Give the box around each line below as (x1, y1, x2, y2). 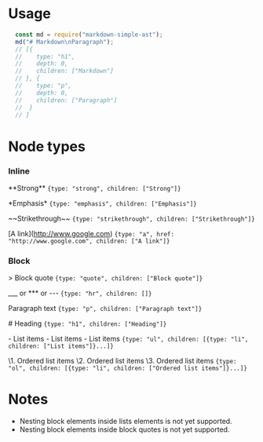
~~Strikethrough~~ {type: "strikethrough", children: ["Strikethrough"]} (8, 214, 255, 223)
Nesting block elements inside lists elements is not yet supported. (19, 417, 233, 426)
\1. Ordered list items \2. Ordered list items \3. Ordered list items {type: (8, 356, 237, 366)
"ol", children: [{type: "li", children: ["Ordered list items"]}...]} (8, 364, 247, 373)
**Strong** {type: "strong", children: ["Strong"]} (8, 183, 181, 192)
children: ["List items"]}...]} (8, 342, 114, 350)
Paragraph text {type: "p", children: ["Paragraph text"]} (8, 304, 203, 313)
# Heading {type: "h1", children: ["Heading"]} (8, 319, 167, 328)
